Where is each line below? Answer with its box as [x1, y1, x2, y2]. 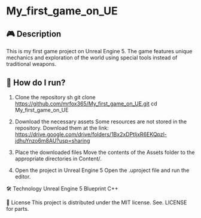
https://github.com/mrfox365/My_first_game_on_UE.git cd [14, 100, 157, 107]
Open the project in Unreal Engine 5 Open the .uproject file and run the [14, 166, 190, 174]
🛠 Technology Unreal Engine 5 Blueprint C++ [6, 184, 118, 192]
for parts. [6, 205, 29, 212]
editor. [14, 172, 31, 180]
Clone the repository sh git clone [14, 93, 96, 101]
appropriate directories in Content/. [14, 155, 102, 162]
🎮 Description [6, 29, 62, 39]
